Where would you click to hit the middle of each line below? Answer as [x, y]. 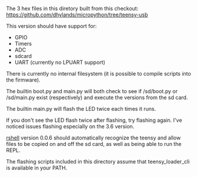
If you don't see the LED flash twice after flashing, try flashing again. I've [94, 120]
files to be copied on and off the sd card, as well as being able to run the [94, 144]
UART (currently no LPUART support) [60, 62]
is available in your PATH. [37, 168]
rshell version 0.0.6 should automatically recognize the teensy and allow [94, 138]
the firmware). [23, 80]
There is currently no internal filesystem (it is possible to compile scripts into [98, 74]
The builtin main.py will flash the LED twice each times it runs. [81, 109]
